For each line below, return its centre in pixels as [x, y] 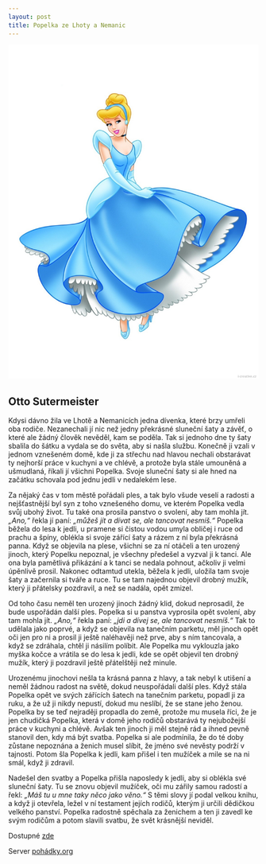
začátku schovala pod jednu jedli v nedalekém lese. [93, 480]
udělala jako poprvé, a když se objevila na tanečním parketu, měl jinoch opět [133, 629]
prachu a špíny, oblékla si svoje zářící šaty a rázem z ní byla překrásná [123, 538]
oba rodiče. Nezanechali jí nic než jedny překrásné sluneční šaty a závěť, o [130, 429]
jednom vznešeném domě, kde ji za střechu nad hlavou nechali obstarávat [130, 454]
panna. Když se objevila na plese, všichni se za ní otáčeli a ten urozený [124, 546]
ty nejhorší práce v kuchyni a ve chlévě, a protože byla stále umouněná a [127, 463]
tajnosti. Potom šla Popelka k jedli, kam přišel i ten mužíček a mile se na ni [129, 754]
